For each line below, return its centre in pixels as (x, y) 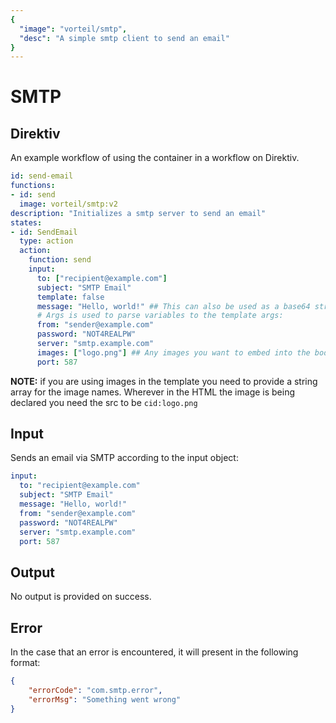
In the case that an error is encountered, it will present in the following (154, 652)
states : (26, 222)
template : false (70, 297)
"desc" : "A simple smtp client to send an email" (124, 38)
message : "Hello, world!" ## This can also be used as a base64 (173, 306)
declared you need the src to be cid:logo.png (104, 402)
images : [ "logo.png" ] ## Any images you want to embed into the (173, 352)
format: (25, 663)
